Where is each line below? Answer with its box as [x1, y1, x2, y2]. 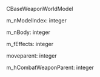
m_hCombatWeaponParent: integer [6, 64, 94, 71]
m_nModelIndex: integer [6, 17, 67, 24]
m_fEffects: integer [6, 41, 53, 47]
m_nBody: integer [6, 28, 50, 36]
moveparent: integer [6, 52, 58, 59]
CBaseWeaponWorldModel [6, 5, 73, 12]
